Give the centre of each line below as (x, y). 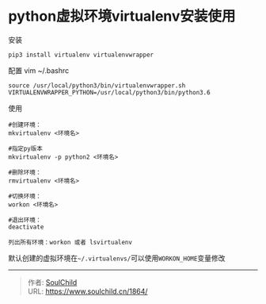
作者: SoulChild (52, 282)
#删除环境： (25, 172)
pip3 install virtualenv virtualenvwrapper (81, 55)
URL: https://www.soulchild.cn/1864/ (87, 291)
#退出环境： (25, 220)
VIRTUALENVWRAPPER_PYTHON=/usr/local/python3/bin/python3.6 (110, 92)
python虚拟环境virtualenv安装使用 (122, 16)
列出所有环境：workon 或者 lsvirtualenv (70, 242)
